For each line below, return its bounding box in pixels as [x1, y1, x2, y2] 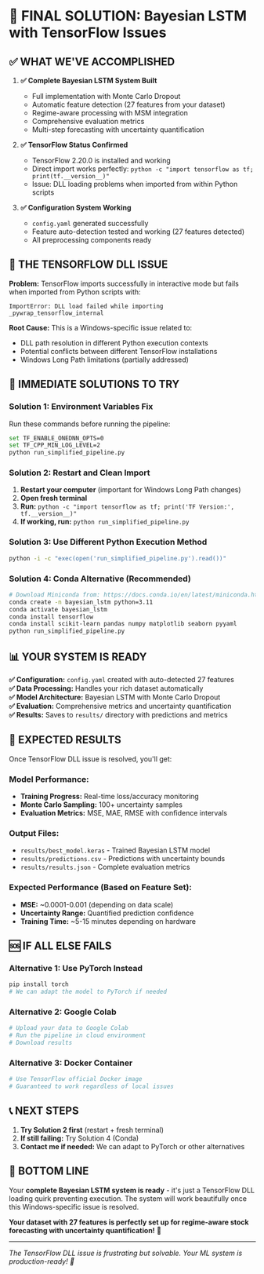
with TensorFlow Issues [9, 24, 167, 42]
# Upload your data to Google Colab [9, 1024, 128, 1032]
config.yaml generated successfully [31, 219, 149, 228]
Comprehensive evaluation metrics [31, 117, 145, 126]
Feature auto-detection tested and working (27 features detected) [31, 227, 245, 236]
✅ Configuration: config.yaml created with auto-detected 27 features [9, 674, 234, 684]
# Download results [9, 1039, 73, 1047]
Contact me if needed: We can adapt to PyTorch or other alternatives [20, 1141, 245, 1151]
